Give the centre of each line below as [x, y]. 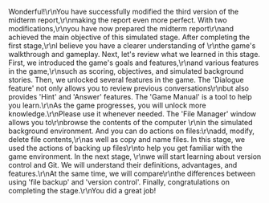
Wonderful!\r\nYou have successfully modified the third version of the [124, 12]
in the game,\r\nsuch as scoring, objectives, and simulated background [126, 71]
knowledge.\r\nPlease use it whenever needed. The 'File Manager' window [132, 114]
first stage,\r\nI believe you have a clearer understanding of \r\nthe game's [132, 46]
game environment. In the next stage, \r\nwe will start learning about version [135, 156]
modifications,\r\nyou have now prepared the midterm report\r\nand [121, 28]
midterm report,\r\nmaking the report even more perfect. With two [118, 20]
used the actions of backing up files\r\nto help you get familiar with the [125, 148]
